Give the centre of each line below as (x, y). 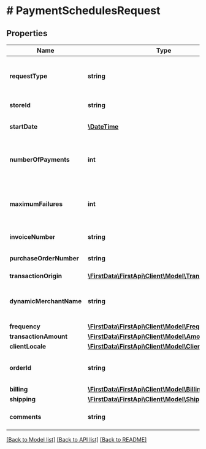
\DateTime (103, 126)
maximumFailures (36, 204)
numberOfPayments (40, 160)
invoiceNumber (32, 237)
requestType (29, 76)
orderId (21, 368)
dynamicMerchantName (46, 301)
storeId (20, 105)
